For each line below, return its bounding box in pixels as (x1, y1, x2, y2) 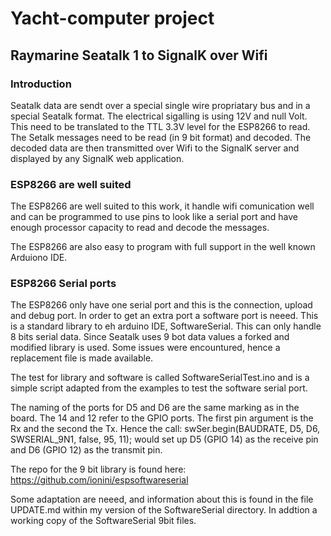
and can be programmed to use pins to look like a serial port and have (10, 211, 299, 223)
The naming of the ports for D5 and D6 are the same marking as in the (10, 402, 300, 414)
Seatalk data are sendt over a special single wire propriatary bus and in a (10, 99, 311, 111)
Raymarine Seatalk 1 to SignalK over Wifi (10, 47, 268, 64)
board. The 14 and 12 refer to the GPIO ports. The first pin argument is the (10, 412, 314, 424)
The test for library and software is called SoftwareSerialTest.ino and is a (10, 372, 310, 384)
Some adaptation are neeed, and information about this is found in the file (10, 493, 314, 506)
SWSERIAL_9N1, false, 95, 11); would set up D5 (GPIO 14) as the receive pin (10, 433, 319, 446)
